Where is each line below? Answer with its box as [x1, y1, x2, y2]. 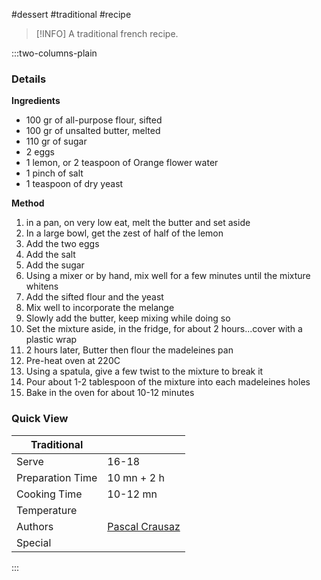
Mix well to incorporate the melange [25, 302, 175, 314]
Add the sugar [25, 259, 85, 271]
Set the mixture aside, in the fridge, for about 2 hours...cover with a [25, 323, 303, 335]
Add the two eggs [25, 238, 100, 250]
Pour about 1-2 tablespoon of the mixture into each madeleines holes [25, 376, 311, 388]
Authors [16, 519, 54, 533]
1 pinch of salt [25, 167, 84, 179]
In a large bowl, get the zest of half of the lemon [25, 227, 224, 239]
